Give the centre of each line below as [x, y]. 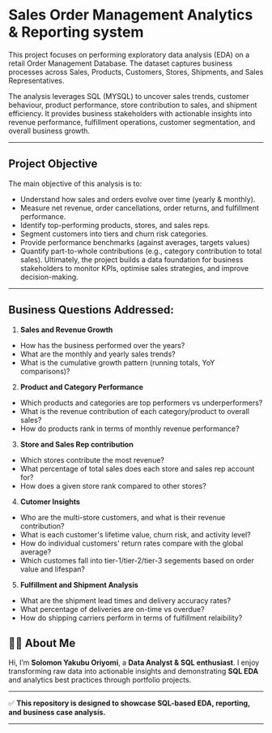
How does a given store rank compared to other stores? [113, 485]
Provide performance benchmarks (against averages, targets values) [135, 242]
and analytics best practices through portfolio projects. [100, 680]
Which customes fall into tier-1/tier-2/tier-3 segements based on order [137, 560]
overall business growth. [49, 131]
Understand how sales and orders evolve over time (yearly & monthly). [138, 199]
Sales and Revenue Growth [66, 330]
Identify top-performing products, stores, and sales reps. [115, 225]
